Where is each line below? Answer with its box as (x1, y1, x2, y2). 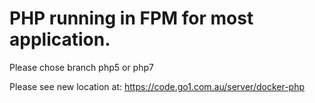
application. (9, 28, 111, 51)
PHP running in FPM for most (9, 7, 254, 30)
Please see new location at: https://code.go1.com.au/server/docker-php (9, 80, 306, 92)
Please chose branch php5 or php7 (9, 61, 154, 73)
